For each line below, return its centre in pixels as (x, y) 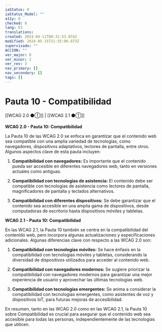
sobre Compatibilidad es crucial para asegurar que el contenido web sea (78, 314)
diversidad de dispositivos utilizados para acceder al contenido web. (81, 260)
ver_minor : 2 (18, 59)
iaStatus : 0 (17, 9)
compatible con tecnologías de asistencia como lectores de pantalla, (81, 186)
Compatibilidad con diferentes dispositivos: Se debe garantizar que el (84, 201)
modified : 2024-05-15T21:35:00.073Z (42, 41)
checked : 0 (16, 23)
